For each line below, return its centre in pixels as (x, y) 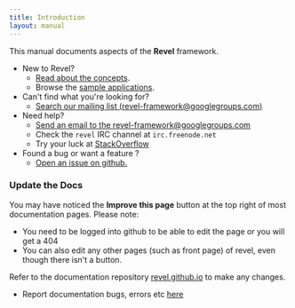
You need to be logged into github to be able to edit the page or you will (153, 231)
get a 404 (40, 241)
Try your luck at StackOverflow (92, 144)
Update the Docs (46, 186)
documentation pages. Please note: (74, 214)
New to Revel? (48, 68)
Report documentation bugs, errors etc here (103, 294)
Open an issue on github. (81, 162)
